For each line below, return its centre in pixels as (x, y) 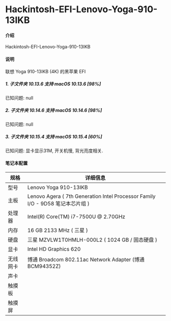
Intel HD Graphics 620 (54, 249)
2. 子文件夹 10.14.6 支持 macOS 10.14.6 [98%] (54, 110)
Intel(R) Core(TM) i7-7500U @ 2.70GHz (76, 216)
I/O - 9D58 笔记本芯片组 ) (59, 203)
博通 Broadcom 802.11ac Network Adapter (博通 (86, 259)
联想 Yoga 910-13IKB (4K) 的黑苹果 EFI (46, 71)
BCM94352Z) (44, 266)
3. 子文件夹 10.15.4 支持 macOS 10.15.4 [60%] (54, 137)
